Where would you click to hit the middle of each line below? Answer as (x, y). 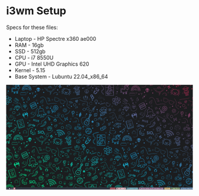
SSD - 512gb (30, 51)
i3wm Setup (36, 11)
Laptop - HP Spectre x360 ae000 (55, 38)
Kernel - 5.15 (30, 70)
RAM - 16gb (29, 45)
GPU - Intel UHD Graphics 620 (52, 64)
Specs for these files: (32, 27)
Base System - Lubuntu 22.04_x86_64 (61, 76)
